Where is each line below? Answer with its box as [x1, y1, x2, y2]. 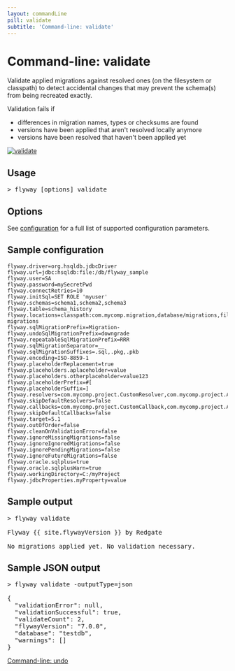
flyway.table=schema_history [7, 305, 92, 312]
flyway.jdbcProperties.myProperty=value [7, 477, 127, 484]
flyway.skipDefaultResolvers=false [7, 397, 111, 404]
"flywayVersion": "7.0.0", [14, 623, 107, 630]
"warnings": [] [14, 637, 66, 644]
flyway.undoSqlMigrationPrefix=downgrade [7, 330, 130, 337]
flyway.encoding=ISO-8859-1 [7, 354, 90, 361]
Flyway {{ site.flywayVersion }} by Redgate [7, 528, 163, 536]
